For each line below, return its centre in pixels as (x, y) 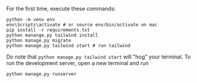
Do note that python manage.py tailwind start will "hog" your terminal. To (98, 57)
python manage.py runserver (42, 74)
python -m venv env (31, 20)
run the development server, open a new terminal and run (78, 63)
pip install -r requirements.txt (48, 30)
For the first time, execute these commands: (61, 9)
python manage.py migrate (39, 41)
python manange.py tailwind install (52, 35)
